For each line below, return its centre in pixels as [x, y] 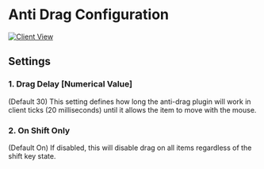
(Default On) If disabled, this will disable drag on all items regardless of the [130, 148]
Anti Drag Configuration [88, 15]
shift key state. [32, 156]
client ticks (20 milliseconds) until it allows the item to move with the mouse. [132, 109]
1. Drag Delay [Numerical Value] [71, 84]
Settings [30, 61]
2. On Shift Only [39, 130]
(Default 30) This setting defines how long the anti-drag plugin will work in [130, 102]
